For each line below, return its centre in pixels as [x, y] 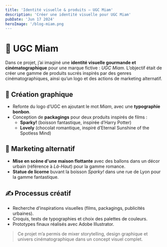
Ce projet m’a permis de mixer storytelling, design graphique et [82, 233]
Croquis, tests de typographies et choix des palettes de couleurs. [80, 218]
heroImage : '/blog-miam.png [35, 24]
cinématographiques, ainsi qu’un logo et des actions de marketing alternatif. [83, 79]
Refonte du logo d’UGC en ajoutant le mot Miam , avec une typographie [86, 106]
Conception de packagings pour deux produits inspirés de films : [80, 117]
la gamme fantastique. [36, 177]
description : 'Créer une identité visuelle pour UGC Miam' [68, 15]
